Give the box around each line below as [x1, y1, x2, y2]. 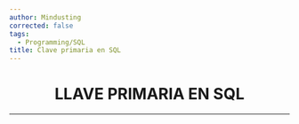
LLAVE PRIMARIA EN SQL [54, 84, 245, 105]
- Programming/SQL [17, 37, 86, 47]
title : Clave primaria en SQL [9, 46, 122, 55]
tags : [9, 29, 29, 38]
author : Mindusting [9, 12, 82, 22]
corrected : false [9, 21, 74, 30]
